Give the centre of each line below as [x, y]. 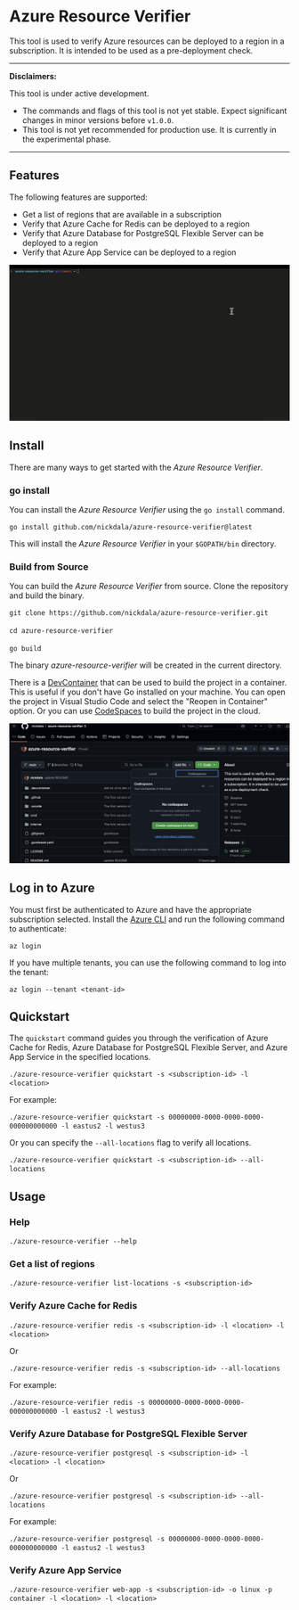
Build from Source [49, 566]
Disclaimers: [33, 76]
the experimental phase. [66, 139]
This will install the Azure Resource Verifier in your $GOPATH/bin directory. [143, 543]
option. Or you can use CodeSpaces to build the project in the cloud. [135, 711]
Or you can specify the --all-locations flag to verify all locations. [130, 1143]
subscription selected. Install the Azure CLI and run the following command [147, 919]
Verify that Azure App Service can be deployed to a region [129, 252]
